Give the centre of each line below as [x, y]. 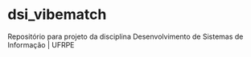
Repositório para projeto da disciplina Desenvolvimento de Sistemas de [125, 36]
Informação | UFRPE [41, 44]
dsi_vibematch [57, 15]
